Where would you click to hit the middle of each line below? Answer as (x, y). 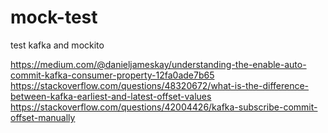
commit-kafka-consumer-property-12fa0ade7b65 (112, 75)
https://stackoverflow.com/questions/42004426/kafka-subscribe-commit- (164, 107)
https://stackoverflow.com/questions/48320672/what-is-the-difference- (160, 85)
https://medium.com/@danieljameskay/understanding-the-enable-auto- (158, 64)
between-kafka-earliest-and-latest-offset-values (111, 96)
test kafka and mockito (57, 45)
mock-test (54, 17)
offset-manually (43, 117)
